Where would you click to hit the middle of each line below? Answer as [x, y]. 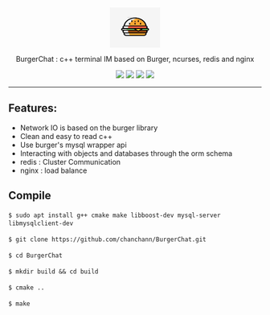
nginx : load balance [53, 170]
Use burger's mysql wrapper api [73, 145]
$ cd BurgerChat [35, 256]
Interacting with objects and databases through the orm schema [126, 153]
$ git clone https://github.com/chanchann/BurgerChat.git [107, 239]
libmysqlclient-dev [41, 223]
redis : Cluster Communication [70, 162]
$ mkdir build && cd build [53, 272]
